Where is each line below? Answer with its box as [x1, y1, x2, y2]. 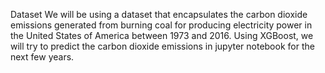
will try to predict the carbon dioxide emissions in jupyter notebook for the [10, 40, 315, 52]
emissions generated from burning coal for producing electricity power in [10, 19, 313, 31]
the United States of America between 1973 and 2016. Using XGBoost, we [10, 30, 314, 41]
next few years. [10, 51, 75, 63]
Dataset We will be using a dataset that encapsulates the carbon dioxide [10, 9, 308, 20]
